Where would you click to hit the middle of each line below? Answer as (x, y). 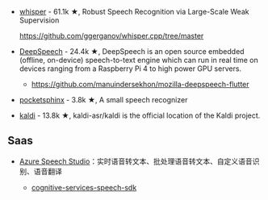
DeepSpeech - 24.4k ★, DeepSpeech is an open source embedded (132, 51)
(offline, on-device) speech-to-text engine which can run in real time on (139, 60)
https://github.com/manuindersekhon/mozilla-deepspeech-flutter (140, 84)
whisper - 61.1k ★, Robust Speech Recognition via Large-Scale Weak (134, 12)
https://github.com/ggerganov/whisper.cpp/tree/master (111, 36)
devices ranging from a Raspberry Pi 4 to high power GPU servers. (130, 69)
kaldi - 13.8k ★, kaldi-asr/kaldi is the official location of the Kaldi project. (140, 115)
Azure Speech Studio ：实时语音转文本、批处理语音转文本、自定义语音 (136, 161)
